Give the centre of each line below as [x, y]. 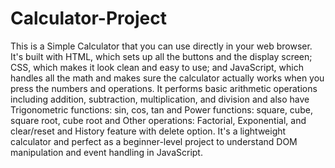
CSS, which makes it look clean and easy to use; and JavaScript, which [157, 67]
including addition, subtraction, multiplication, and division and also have [160, 99]
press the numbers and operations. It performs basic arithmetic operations [164, 88]
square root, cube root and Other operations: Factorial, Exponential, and [158, 120]
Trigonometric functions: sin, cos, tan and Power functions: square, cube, [161, 109]
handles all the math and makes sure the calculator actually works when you [167, 78]
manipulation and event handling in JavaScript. [106, 152]
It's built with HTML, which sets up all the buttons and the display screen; [161, 56]
